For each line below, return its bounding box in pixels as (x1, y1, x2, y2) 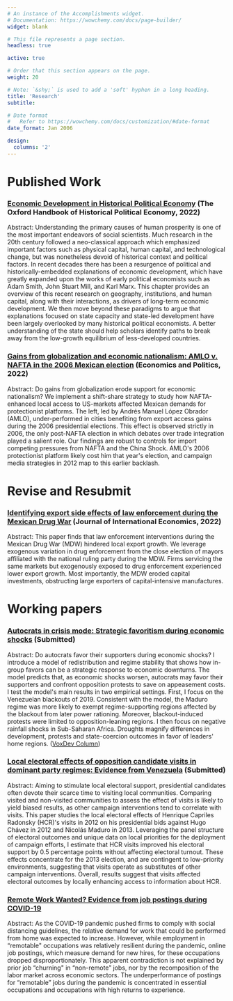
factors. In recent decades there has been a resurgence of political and (7, 260, 211, 269)
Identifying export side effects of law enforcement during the (7, 507, 218, 517)
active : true (7, 55, 45, 62)
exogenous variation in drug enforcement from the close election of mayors (7, 547, 224, 555)
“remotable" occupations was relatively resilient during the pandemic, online (7, 941, 226, 950)
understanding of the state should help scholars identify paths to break (7, 326, 211, 335)
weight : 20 (7, 74, 39, 81)
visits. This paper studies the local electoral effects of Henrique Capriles (7, 810, 214, 819)
